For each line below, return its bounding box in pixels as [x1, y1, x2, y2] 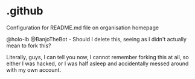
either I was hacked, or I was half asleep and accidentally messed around [6, 60, 189, 67]
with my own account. [6, 66, 62, 73]
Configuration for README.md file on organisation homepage [6, 24, 159, 31]
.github [6, 4, 43, 18]
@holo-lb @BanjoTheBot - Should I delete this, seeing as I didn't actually [6, 35, 187, 42]
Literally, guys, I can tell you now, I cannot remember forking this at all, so [6, 53, 189, 60]
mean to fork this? [6, 42, 51, 49]
